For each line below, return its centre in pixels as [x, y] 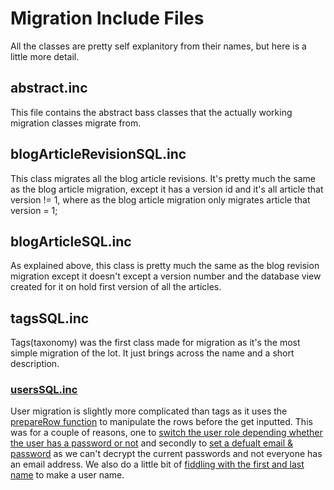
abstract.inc [49, 88]
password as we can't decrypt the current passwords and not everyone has [166, 454]
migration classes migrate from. [76, 123]
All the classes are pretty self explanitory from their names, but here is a [158, 46]
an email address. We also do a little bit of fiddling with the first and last [157, 464]
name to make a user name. [67, 475]
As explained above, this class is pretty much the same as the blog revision [165, 266]
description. [35, 364]
